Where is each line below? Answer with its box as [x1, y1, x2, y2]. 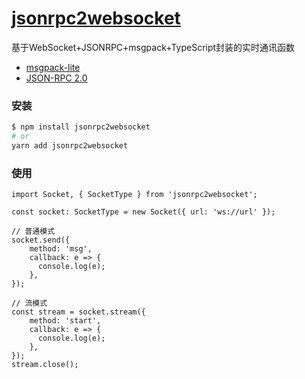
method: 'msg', [29, 244, 93, 254]
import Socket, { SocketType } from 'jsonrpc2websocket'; [11, 190, 258, 200]
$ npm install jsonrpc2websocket [11, 122, 151, 132]
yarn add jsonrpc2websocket [11, 140, 129, 151]
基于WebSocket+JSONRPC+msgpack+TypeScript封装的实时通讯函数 [11, 41, 296, 53]
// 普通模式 [11, 227, 56, 237]
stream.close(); [11, 360, 79, 370]
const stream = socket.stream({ [11, 307, 146, 317]
